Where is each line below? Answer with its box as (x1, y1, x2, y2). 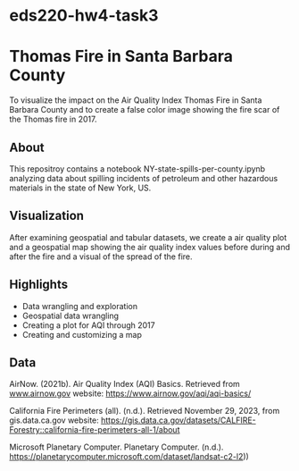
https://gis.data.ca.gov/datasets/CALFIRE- (101, 415, 256, 425)
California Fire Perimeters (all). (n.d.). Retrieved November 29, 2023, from (9, 406, 280, 416)
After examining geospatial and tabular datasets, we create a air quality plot (9, 231, 287, 242)
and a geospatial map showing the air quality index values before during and (9, 241, 291, 252)
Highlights (9, 277, 69, 292)
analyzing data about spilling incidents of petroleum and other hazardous (9, 172, 278, 183)
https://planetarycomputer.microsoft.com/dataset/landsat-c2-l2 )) (9, 451, 250, 462)
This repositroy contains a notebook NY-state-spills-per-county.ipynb (9, 163, 266, 174)
